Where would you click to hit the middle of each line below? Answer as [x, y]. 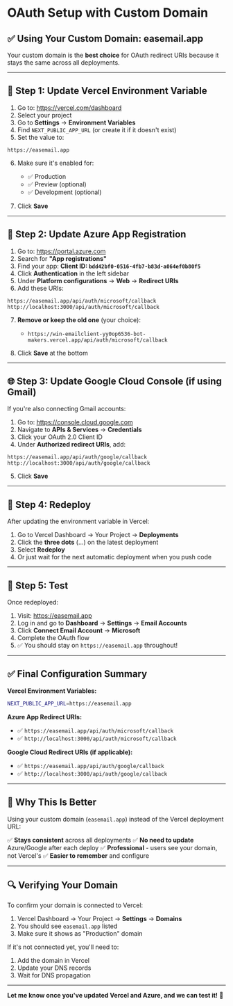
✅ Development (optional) [64, 192]
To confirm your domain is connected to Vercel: [75, 905]
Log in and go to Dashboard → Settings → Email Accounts [102, 623]
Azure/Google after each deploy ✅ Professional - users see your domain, [112, 847]
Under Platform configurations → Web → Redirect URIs [98, 280]
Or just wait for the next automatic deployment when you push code [114, 557]
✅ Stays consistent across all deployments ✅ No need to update [101, 840]
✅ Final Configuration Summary [77, 674]
